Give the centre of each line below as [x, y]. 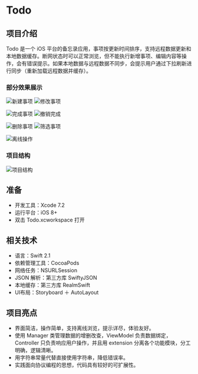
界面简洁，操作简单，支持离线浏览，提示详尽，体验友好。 [84, 328]
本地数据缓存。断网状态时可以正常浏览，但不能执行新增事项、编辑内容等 [94, 56]
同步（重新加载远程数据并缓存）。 [51, 71]
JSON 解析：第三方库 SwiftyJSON [56, 278]
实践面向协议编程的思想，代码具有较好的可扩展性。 [77, 365]
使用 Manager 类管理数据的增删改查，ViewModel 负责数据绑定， [93, 336]
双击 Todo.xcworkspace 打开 [49, 220]
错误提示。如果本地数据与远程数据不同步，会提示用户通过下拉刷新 [106, 63]
